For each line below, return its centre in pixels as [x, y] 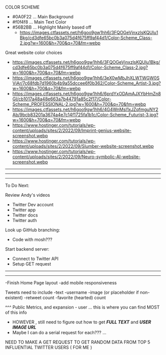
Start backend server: [27, 249]
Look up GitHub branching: [33, 230]
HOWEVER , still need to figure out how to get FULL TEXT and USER [82, 322]
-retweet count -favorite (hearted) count [65, 298]
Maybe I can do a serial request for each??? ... [59, 333]
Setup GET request [32, 264]
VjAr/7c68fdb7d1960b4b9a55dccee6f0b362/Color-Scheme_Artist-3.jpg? [86, 83]
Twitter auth [24, 220]
